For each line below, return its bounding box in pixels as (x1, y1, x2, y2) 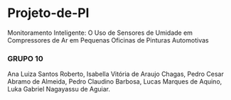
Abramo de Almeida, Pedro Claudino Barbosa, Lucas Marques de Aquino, (7, 77, 222, 86)
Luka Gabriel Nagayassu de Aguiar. (7, 85, 111, 94)
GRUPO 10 (7, 53, 44, 63)
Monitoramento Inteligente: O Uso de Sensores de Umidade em (7, 28, 193, 37)
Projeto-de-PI (7, 5, 90, 21)
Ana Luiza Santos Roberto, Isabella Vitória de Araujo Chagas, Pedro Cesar (7, 70, 224, 79)
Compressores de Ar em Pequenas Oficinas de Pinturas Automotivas (7, 35, 209, 44)
